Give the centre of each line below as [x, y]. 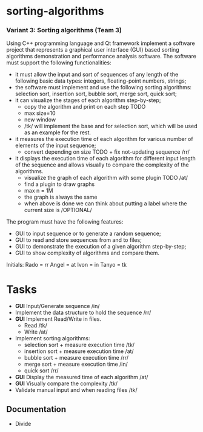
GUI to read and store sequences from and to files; [78, 240]
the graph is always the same [61, 197]
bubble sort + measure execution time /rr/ [76, 358]
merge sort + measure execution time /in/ [76, 364]
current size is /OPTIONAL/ [58, 210]
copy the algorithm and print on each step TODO [85, 107]
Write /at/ [36, 332]
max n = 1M [38, 191]
